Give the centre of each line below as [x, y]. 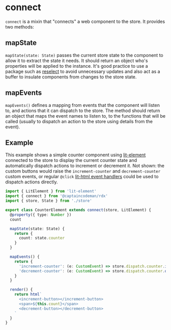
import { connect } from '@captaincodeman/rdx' [57, 196]
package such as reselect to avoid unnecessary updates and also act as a [83, 71]
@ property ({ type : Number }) [41, 215]
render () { [21, 290]
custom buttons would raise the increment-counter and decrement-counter [83, 171]
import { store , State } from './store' [49, 201]
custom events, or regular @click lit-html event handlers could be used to [82, 177]
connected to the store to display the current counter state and [71, 160]
